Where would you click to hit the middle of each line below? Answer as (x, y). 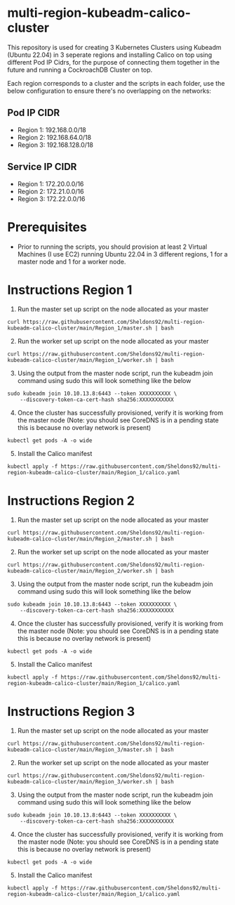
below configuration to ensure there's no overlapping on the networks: (109, 91)
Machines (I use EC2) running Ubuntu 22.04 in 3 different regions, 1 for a (122, 254)
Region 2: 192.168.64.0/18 (54, 137)
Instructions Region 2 (71, 501)
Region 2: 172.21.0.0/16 (51, 191)
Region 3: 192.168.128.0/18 (55, 145)
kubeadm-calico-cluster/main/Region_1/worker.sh (80, 360)
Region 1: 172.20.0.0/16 (51, 183)
